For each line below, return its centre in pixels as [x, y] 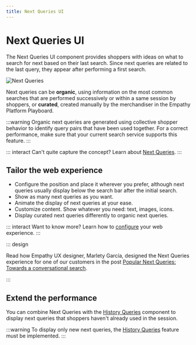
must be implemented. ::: [36, 336]
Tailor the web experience [54, 170]
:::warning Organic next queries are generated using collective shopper [92, 122]
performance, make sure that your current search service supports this [92, 134]
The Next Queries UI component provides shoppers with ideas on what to [95, 57]
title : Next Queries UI [35, 11]
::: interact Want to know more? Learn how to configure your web [84, 227]
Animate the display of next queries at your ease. [74, 203]
